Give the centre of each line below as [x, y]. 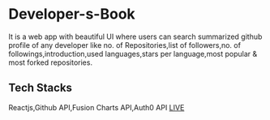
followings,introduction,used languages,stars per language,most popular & [133, 54]
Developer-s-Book [72, 14]
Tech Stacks [41, 88]
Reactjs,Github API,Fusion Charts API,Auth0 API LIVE [96, 107]
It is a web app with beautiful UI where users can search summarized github [135, 36]
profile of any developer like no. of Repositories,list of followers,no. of [125, 45]
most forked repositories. [51, 62]
